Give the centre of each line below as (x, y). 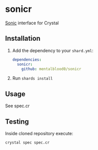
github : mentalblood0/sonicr (51, 69)
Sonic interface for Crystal (32, 23)
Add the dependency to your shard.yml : (53, 50)
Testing (17, 121)
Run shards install (32, 78)
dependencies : (27, 60)
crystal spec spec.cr (27, 143)
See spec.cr (17, 106)
